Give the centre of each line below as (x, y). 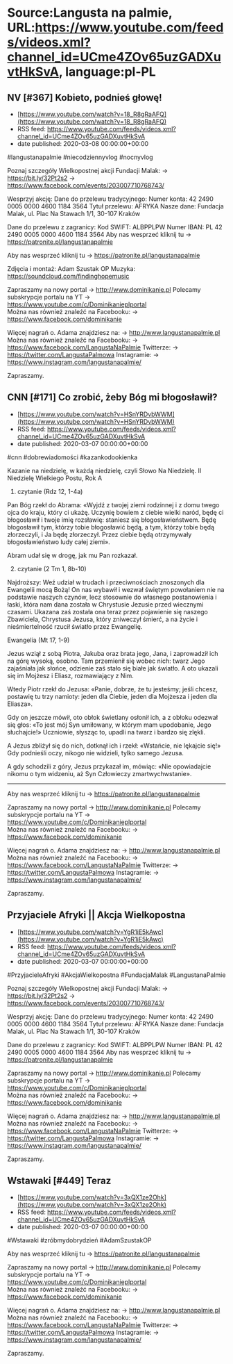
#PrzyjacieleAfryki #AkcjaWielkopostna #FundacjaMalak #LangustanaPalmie (116, 975)
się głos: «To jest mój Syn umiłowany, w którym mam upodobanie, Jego (109, 725)
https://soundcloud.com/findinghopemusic (68, 276)
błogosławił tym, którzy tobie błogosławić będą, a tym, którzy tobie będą (111, 527)
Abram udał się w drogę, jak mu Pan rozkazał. (72, 555)
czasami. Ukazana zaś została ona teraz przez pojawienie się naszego (107, 611)
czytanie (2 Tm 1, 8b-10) (52, 568)
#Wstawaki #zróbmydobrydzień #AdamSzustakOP (79, 1240)
